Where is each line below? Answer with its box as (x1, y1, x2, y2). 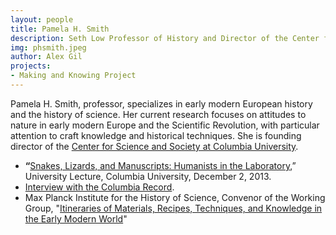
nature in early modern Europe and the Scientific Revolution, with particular (10, 119, 320, 131)
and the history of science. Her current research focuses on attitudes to (10, 108, 307, 120)
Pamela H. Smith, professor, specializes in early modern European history (10, 97, 313, 110)
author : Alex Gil (10, 52, 83, 62)
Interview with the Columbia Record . (24, 181, 175, 193)
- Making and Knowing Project (10, 71, 137, 81)
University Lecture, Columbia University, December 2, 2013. (24, 170, 272, 182)
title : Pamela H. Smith (10, 24, 110, 34)
